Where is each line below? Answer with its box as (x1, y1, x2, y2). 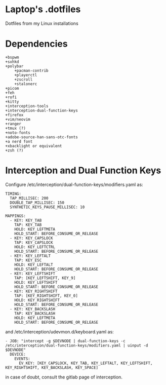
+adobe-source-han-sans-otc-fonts (5, 134, 78, 140)
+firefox (5, 112, 24, 118)
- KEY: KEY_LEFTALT (10, 253, 51, 258)
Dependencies (5, 38, 68, 50)
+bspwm (5, 55, 19, 60)
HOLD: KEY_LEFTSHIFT (14, 280, 58, 285)
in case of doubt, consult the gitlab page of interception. (5, 374, 123, 380)
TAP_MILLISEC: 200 (10, 196, 49, 201)
